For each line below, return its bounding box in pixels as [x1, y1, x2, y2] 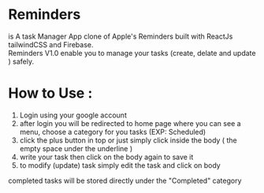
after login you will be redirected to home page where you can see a [19, 118, 242, 128]
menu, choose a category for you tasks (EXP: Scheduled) [19, 127, 206, 136]
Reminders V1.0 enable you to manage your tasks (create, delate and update [8, 48, 256, 58]
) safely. [8, 57, 34, 66]
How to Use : [8, 84, 93, 102]
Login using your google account [19, 110, 128, 120]
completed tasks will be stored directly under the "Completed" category [8, 176, 242, 185]
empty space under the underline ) [19, 143, 132, 153]
